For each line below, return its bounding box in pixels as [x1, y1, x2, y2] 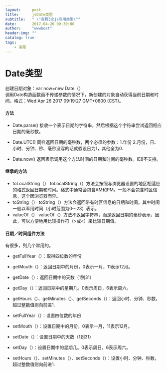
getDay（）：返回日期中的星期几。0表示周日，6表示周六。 [12, 285, 131, 291]
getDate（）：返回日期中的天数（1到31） [12, 274, 94, 280]
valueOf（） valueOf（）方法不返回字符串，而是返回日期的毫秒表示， [12, 211, 156, 218]
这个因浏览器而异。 [21, 193, 61, 199]
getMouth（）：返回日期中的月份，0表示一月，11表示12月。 [12, 264, 133, 270]
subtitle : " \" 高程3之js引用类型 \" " [5, 17, 81, 22]
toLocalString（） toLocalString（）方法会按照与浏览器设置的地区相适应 [12, 180, 161, 186]
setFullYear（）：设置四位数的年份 [12, 312, 81, 318]
